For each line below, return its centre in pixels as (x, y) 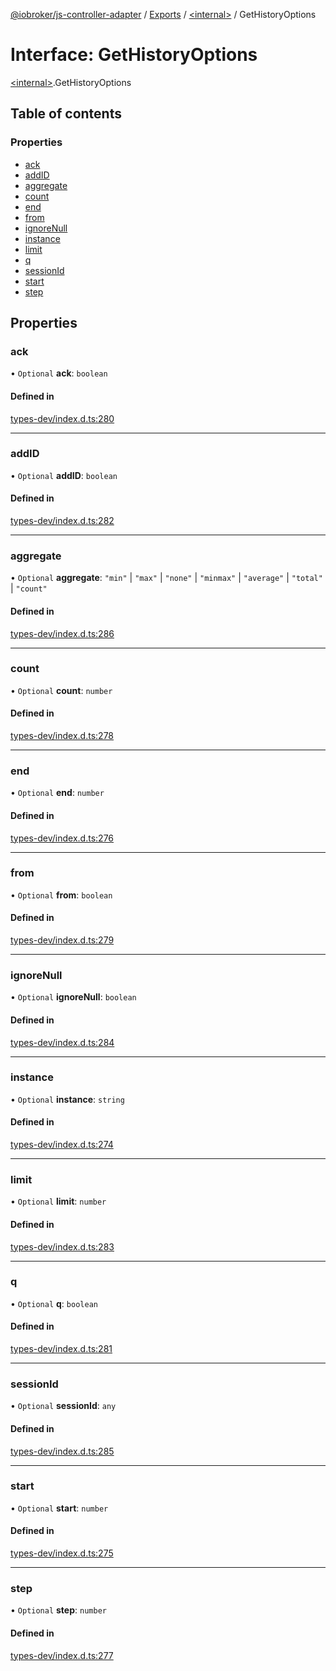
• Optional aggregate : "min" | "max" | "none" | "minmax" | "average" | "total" (166, 578)
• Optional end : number (57, 793)
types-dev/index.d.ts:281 (61, 1349)
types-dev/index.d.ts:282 (62, 521)
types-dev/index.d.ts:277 (62, 1655)
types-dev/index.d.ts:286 (62, 633)
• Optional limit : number (58, 1201)
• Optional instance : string (67, 1099)
